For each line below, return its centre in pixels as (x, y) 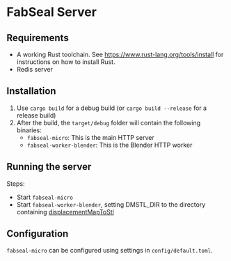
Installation (31, 91)
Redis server (35, 69)
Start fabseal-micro (45, 197)
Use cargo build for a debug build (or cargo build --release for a (111, 108)
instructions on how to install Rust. (66, 62)
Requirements (38, 38)
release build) (36, 115)
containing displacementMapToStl (65, 212)
